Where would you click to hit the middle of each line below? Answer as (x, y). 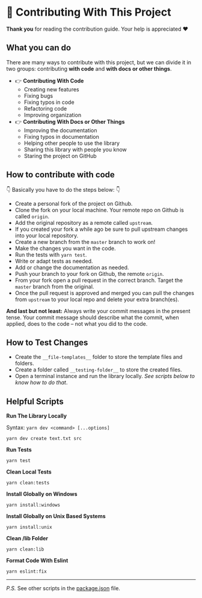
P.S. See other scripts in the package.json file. (63, 588)
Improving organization (53, 115)
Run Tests (19, 450)
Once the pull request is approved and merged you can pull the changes (104, 293)
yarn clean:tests (28, 483)
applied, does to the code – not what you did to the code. (77, 323)
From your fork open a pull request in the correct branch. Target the (99, 280)
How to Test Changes (47, 342)
